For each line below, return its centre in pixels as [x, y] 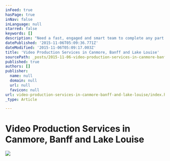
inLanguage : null [24, 24]
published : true [22, 62]
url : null [20, 85]
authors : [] [18, 66]
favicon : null [25, 90]
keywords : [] [19, 33]
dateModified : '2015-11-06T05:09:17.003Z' [51, 48]
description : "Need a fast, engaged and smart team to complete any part [85, 38]
